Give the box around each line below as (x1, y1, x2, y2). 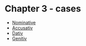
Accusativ (12, 24, 33, 30)
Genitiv (12, 35, 27, 41)
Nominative (12, 19, 36, 25)
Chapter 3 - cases (5, 3, 81, 14)
